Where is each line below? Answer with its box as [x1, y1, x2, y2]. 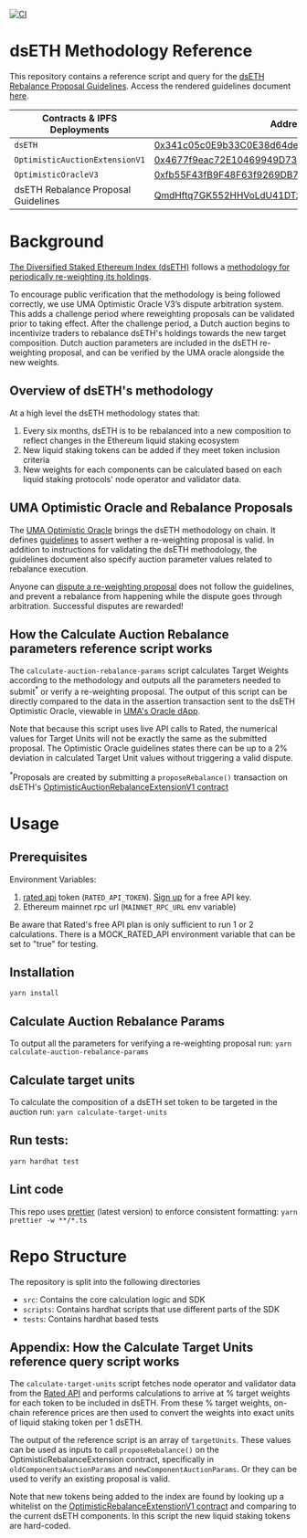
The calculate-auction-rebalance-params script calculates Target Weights [9, 665, 290, 676]
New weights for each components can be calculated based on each [22, 464, 282, 475]
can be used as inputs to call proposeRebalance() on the [9, 1444, 219, 1456]
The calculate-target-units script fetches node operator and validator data [9, 1378, 297, 1389]
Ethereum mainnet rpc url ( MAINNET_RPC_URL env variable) [22, 901, 237, 912]
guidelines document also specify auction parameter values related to [9, 553, 272, 564]
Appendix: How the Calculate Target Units [9, 1340, 254, 1355]
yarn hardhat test [9, 1156, 79, 1166]
